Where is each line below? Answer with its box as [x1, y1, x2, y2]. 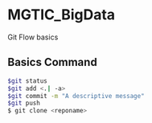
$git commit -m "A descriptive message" [7, 92, 146, 100]
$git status [7, 76, 47, 85]
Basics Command [7, 55, 97, 69]
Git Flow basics [7, 32, 59, 42]
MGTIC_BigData [7, 6, 116, 24]
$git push [7, 99, 41, 108]
